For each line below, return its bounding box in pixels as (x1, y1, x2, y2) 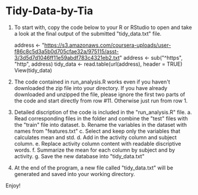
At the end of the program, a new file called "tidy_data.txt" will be (14, 164, 174, 171)
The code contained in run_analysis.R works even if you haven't (14, 78, 170, 85)
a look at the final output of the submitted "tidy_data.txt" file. (14, 30, 162, 37)
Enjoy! (5, 182, 21, 189)
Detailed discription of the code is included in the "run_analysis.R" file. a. (14, 108, 192, 116)
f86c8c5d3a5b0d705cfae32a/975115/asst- (14, 47, 119, 55)
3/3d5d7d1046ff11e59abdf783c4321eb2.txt (14, 54, 120, 61)
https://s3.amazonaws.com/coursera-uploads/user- (44, 41, 171, 49)
